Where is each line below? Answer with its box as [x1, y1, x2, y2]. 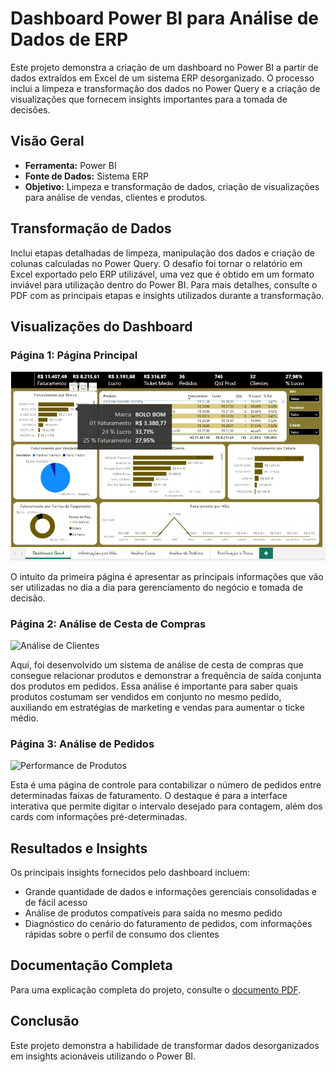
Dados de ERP [10, 28, 129, 51]
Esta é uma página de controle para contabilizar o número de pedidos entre [10, 779, 322, 791]
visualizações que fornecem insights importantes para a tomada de [10, 93, 288, 105]
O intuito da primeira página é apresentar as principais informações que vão [10, 570, 324, 582]
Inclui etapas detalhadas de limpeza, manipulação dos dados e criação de [10, 247, 315, 259]
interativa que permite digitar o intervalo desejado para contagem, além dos [10, 800, 323, 812]
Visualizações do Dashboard [10, 318, 193, 335]
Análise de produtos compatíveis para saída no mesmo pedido [24, 907, 283, 919]
